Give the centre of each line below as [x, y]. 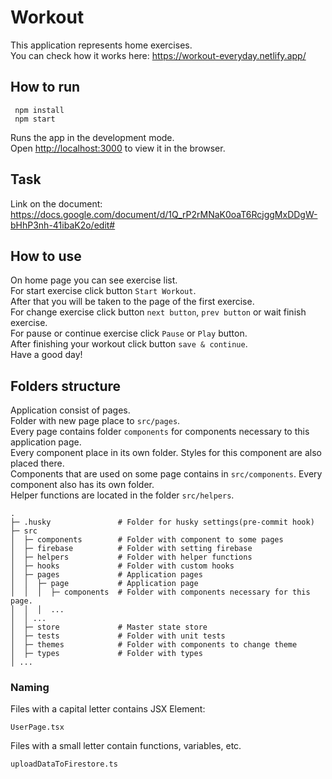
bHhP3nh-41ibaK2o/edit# [63, 225]
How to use [46, 256]
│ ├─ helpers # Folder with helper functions [131, 557]
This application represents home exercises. [101, 45]
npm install [39, 110]
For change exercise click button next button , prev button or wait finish [158, 312]
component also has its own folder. [82, 485]
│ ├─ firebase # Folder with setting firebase [131, 549]
